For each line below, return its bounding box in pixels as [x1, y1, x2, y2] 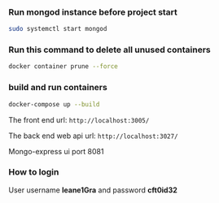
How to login [8, 166, 59, 178]
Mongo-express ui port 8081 [8, 146, 104, 156]
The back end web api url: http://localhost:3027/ [8, 131, 178, 140]
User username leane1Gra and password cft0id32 [8, 185, 177, 195]
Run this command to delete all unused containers [8, 44, 211, 55]
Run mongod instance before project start [8, 6, 177, 18]
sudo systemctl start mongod [8, 25, 107, 33]
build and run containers [8, 82, 107, 93]
